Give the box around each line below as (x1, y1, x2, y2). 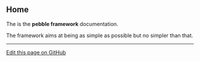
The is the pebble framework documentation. (6, 20, 118, 27)
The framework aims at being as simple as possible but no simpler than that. (6, 32, 193, 39)
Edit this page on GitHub (6, 48, 67, 56)
